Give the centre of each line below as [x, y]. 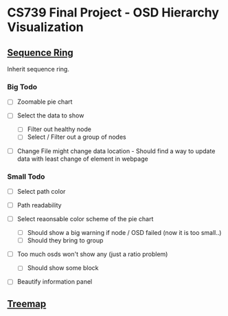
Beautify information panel [55, 282]
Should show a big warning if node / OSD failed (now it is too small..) [124, 233]
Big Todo [22, 87]
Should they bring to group [65, 240]
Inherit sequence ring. [38, 69]
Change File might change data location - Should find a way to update [116, 151]
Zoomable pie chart [45, 102]
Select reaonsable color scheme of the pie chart [85, 219]
